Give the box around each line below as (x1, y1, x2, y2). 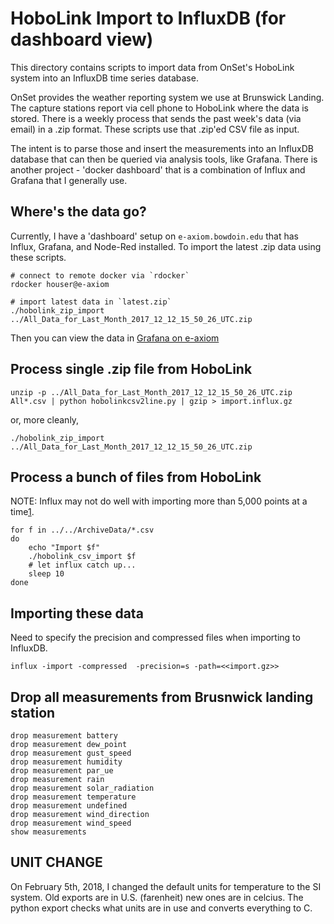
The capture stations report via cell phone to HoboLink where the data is (10, 102, 309, 114)
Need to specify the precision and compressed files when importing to (10, 632, 301, 644)
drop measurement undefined (10, 801, 128, 811)
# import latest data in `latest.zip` (10, 297, 172, 307)
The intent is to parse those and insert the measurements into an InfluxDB (10, 142, 314, 154)
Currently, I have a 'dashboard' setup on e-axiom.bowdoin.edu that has (10, 230, 299, 242)
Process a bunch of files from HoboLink (10, 468, 262, 486)
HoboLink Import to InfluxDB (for (10, 7, 287, 30)
